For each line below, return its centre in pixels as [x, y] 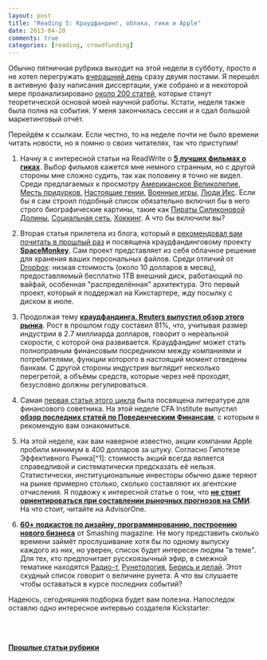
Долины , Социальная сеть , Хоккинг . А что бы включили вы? [122, 218]
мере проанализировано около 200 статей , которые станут [110, 93]
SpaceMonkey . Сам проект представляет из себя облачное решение [138, 250]
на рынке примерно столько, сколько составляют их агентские [128, 483]
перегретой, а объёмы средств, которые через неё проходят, [125, 376]
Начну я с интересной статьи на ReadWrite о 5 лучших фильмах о [133, 159]
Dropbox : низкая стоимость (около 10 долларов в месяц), [118, 268]
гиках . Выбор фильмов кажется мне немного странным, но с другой [137, 167]
